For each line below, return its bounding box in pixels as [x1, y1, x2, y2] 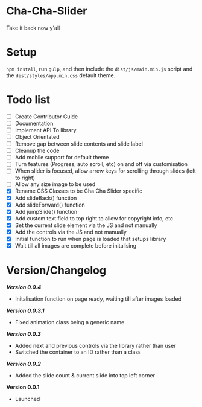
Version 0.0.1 [6, 383, 40, 391]
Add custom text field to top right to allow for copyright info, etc [14, 214, 174, 222]
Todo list [6, 93, 51, 107]
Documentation [14, 120, 54, 127]
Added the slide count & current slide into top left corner [14, 371, 156, 379]
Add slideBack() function [14, 194, 77, 202]
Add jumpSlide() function [14, 208, 78, 215]
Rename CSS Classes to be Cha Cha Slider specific [14, 187, 143, 194]
